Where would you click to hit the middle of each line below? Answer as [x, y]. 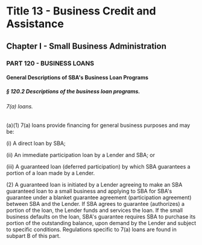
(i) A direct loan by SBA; [36, 143]
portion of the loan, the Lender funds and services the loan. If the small [94, 210]
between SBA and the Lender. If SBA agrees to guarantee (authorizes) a [96, 203]
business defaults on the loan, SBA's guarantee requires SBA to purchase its [101, 216]
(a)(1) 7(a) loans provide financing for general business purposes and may [98, 125]
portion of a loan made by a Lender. [51, 173]
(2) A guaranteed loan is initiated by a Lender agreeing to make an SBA [94, 184]
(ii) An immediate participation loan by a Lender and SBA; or [81, 155]
